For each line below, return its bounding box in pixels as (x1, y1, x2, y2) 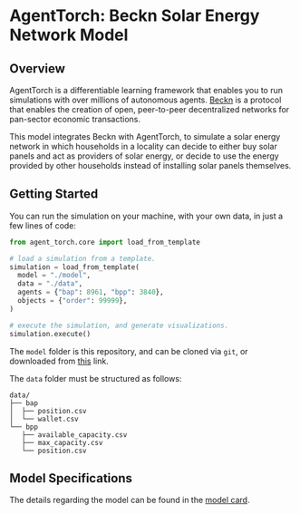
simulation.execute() (9, 329, 92, 338)
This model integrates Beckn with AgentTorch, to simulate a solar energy (9, 131, 281, 141)
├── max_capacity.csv (21, 438, 103, 447)
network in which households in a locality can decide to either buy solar (9, 141, 278, 151)
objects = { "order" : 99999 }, (17, 296, 128, 305)
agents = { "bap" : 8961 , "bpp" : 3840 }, (17, 287, 165, 297)
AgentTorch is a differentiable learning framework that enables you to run (9, 85, 284, 95)
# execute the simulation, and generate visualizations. (9, 321, 229, 330)
